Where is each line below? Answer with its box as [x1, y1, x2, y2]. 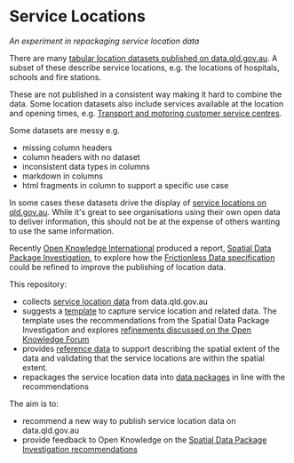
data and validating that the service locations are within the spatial [21, 353, 265, 363]
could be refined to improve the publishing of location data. [9, 261, 226, 272]
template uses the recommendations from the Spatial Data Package [21, 315, 270, 325]
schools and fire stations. [9, 71, 102, 82]
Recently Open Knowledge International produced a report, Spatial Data [9, 243, 272, 253]
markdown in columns [21, 171, 104, 181]
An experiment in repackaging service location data [9, 36, 200, 46]
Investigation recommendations [21, 443, 138, 454]
